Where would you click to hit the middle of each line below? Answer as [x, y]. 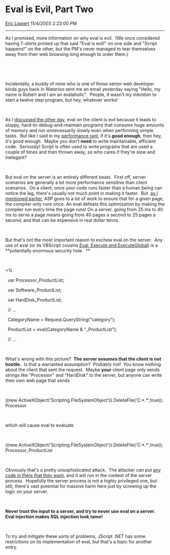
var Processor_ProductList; [36, 280]
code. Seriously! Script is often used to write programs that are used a [79, 146]
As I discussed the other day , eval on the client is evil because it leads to [81, 119]
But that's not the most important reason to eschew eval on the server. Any [84, 240]
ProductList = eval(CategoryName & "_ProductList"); [62, 329]
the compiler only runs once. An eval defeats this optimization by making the [85, 204]
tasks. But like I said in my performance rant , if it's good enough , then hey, [84, 136]
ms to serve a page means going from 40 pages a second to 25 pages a [80, 215]
